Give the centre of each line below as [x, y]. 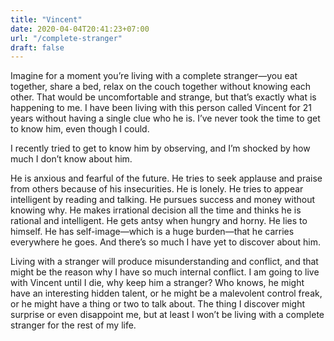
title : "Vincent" [46, 19]
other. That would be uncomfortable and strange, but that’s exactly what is [163, 97]
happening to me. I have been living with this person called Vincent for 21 [161, 108]
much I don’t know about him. [71, 159]
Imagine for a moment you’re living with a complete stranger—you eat [154, 76]
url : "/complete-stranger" [66, 38]
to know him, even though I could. [80, 129]
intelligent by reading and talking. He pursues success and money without [163, 200]
